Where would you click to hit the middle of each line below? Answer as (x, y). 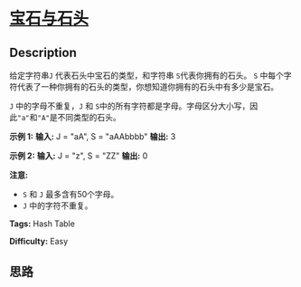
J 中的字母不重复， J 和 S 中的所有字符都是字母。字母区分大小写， (130, 106)
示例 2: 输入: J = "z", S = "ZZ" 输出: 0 (79, 156)
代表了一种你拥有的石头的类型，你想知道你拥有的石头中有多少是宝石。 (147, 86)
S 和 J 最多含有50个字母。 (71, 194)
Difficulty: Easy (39, 241)
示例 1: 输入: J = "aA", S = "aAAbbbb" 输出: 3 (93, 136)
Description (43, 52)
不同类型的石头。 (89, 117)
